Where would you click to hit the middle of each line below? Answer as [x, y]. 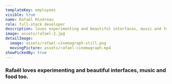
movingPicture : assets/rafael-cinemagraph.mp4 [60, 48]
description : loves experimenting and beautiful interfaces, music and [83, 29]
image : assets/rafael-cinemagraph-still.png [58, 43]
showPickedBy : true [26, 52]
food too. [17, 77]
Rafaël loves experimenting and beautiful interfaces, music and [86, 70]
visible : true [20, 15]
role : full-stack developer [35, 24]
